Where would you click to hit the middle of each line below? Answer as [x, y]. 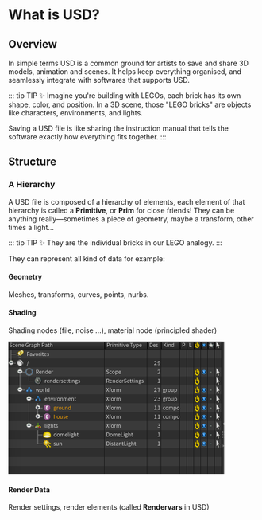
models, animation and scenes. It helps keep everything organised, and [125, 72]
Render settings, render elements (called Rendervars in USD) [109, 507]
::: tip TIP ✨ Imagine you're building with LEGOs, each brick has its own [125, 96]
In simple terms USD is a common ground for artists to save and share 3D [128, 63]
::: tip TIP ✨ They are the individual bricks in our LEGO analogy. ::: [115, 242]
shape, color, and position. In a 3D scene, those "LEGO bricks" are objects [130, 104]
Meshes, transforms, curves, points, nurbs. [79, 294]
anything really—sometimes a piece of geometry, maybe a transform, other [131, 219]
